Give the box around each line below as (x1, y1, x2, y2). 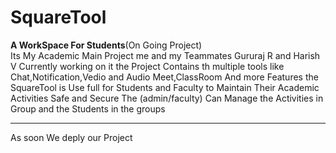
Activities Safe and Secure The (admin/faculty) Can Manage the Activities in (10, 92, 324, 104)
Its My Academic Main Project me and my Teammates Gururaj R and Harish (10, 49, 321, 61)
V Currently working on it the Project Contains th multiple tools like (10, 60, 285, 72)
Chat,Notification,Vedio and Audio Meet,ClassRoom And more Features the (10, 71, 319, 83)
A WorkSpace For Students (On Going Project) (10, 39, 203, 51)
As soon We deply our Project (10, 131, 133, 143)
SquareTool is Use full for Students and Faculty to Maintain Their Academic (10, 81, 320, 93)
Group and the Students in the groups (10, 102, 166, 115)
